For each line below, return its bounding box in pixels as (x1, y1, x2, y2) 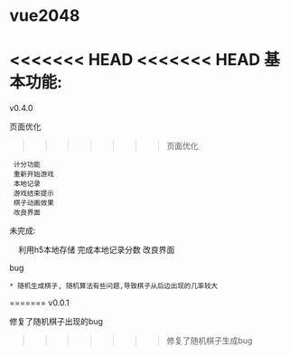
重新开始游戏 (13, 170, 54, 179)
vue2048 (9, 5, 80, 26)
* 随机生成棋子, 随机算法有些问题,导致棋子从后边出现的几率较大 (9, 282, 219, 291)
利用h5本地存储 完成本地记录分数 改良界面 (17, 245, 175, 256)
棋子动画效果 (13, 199, 54, 208)
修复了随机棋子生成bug (166, 335, 253, 346)
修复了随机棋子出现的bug (9, 316, 104, 327)
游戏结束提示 (13, 189, 54, 199)
